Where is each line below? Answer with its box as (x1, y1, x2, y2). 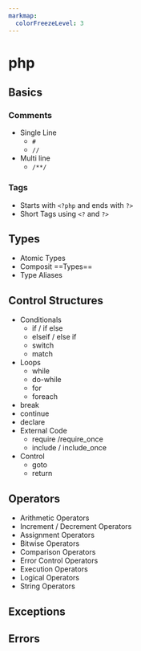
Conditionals (19, 315, 62, 325)
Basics (8, 86, 42, 100)
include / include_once (31, 443, 107, 453)
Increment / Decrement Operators (19, 522, 132, 531)
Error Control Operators (19, 555, 99, 566)
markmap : (8, 11, 38, 20)
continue (19, 409, 50, 418)
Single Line (19, 128, 58, 137)
